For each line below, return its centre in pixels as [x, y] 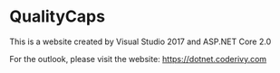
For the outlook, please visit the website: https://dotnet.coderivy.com [138, 59]
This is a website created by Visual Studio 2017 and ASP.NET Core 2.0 [140, 41]
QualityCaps [58, 17]
